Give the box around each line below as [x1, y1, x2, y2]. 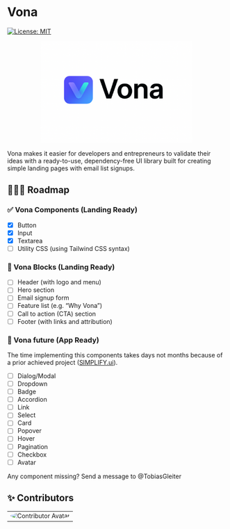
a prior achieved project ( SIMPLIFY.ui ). [7, 358, 118, 366]
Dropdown [17, 380, 48, 388]
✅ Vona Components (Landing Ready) [7, 205, 138, 215]
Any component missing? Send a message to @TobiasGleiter [7, 472, 182, 480]
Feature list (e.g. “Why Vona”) [17, 302, 103, 310]
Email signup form [17, 293, 69, 302]
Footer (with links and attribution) [17, 317, 113, 325]
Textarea [17, 236, 43, 245]
